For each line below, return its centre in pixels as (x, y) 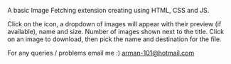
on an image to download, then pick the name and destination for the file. (114, 39)
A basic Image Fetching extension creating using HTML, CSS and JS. (108, 10)
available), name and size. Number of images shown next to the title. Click (116, 32)
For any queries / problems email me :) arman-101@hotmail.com (101, 53)
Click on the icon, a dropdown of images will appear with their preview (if (114, 24)
